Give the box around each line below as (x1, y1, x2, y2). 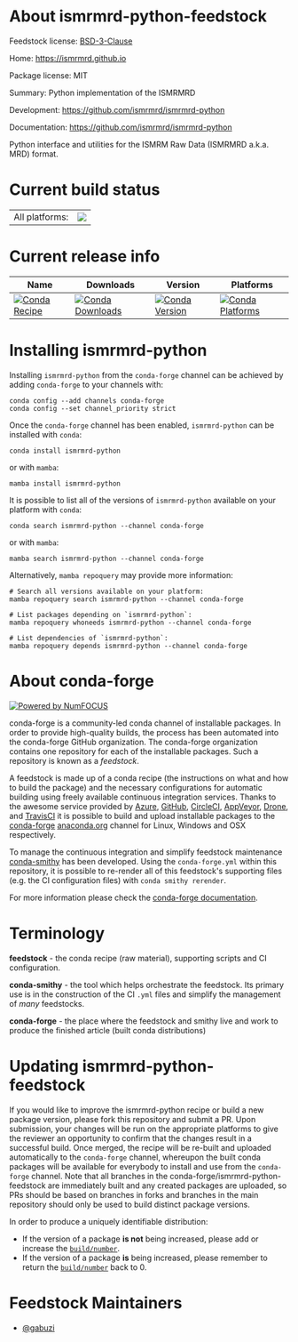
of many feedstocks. (9, 998, 85, 1009)
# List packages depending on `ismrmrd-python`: (9, 610, 192, 619)
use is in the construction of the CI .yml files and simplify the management (9, 989, 281, 1000)
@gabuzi (21, 1322, 55, 1333)
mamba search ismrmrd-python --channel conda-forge (9, 554, 204, 563)
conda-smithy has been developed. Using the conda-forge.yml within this (9, 856, 278, 866)
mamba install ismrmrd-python (9, 478, 122, 488)
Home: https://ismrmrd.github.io (9, 52, 127, 63)
